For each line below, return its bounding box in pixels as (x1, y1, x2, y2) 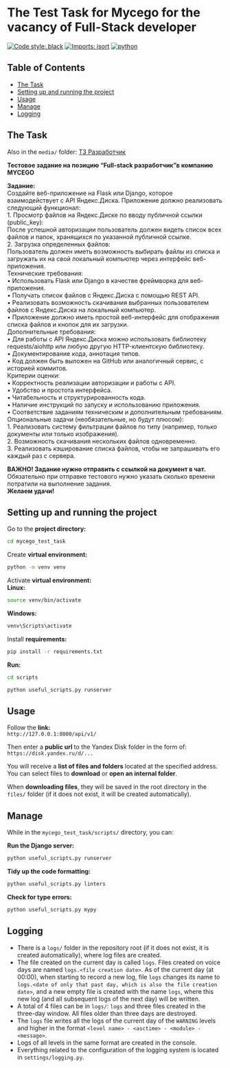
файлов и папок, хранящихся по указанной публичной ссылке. (7, 232, 192, 241)
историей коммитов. (7, 364, 68, 372)
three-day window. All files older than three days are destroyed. (16, 1009, 198, 1017)
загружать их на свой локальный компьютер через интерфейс (7, 254, 192, 262)
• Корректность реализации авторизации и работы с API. (7, 378, 176, 387)
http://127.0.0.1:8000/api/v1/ (7, 731, 97, 738)
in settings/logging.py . (16, 1053, 84, 1061)
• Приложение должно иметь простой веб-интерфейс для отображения (7, 313, 220, 321)
